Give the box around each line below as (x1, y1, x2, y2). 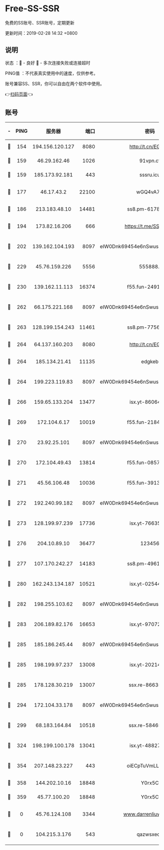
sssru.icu (139, 171, 161, 178)
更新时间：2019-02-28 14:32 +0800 (5, 30, 78, 36)
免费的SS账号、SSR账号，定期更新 (5, 20, 75, 25)
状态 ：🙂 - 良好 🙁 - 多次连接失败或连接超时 (5, 60, 90, 66)
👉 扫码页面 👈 (5, 91, 33, 97)
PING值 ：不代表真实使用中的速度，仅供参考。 (5, 70, 98, 76)
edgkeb (141, 358, 159, 365)
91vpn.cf (139, 157, 161, 164)
